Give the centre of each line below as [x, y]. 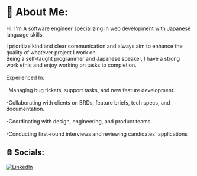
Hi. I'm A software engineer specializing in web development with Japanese [98, 28]
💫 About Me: [37, 12]
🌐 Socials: [25, 153]
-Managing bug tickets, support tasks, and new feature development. [91, 90]
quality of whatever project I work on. [52, 52]
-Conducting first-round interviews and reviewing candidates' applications [97, 134]
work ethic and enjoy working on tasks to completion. [72, 65]
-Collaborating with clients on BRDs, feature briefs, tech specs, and [88, 102]
